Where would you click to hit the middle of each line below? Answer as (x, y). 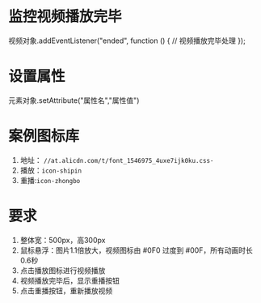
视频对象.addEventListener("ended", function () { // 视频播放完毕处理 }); (127, 41)
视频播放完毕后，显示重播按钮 (69, 280)
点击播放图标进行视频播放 (63, 270)
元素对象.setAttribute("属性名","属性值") (74, 100)
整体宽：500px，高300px (63, 240)
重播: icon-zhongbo (50, 180)
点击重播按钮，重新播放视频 (66, 290)
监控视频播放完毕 (65, 17)
